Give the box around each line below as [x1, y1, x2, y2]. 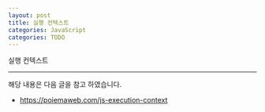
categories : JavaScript [8, 26, 87, 34]
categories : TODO [8, 33, 65, 42]
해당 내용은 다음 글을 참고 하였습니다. [8, 80, 122, 89]
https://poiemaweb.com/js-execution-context [19, 96, 168, 105]
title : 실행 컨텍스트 [8, 19, 69, 27]
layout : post [8, 11, 51, 20]
